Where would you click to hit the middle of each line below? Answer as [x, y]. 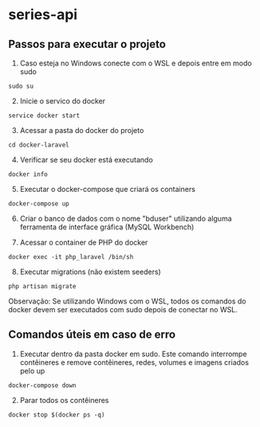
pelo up [32, 370]
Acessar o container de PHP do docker [84, 242]
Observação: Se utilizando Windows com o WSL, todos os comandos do [127, 301]
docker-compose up [39, 204]
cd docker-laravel [39, 145]
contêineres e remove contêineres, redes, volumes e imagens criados [134, 362]
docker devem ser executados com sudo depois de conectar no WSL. [123, 309]
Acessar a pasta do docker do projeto [82, 130]
